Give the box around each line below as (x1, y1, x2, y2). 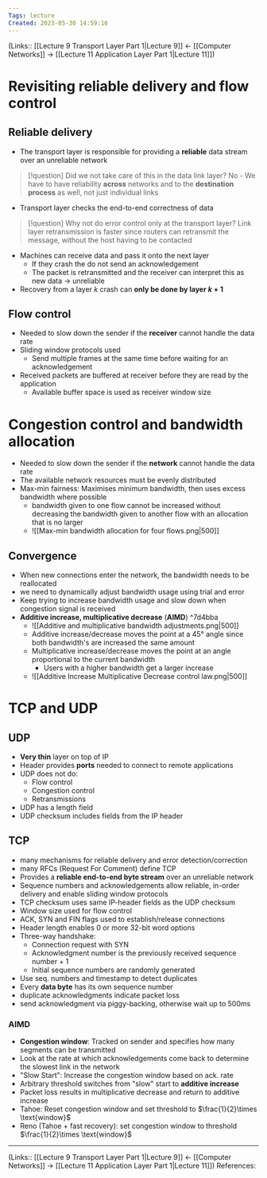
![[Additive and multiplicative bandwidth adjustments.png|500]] (31, 621, 240, 630)
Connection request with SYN (31, 940, 130, 949)
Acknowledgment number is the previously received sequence (31, 947, 237, 958)
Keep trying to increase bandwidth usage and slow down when (19, 595, 226, 605)
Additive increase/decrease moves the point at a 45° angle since (31, 630, 244, 639)
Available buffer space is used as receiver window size (31, 387, 212, 397)
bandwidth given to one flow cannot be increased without (31, 501, 221, 510)
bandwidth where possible (19, 492, 107, 502)
